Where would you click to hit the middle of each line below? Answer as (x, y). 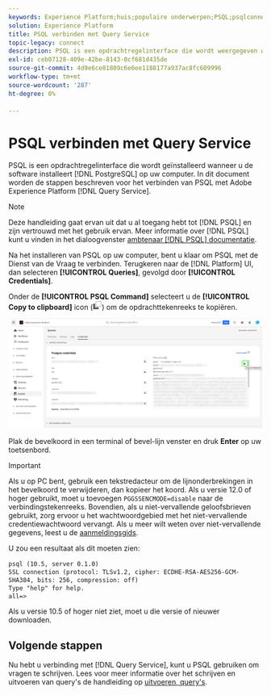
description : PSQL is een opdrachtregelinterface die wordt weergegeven (133, 51)
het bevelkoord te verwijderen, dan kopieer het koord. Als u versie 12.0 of (130, 490)
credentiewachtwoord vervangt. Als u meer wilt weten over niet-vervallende (135, 524)
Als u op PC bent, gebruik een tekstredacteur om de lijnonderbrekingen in (131, 481)
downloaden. (30, 620)
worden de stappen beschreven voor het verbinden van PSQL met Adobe (130, 182)
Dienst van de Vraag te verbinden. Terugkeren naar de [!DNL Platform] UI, (131, 264)
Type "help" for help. (46, 588)
